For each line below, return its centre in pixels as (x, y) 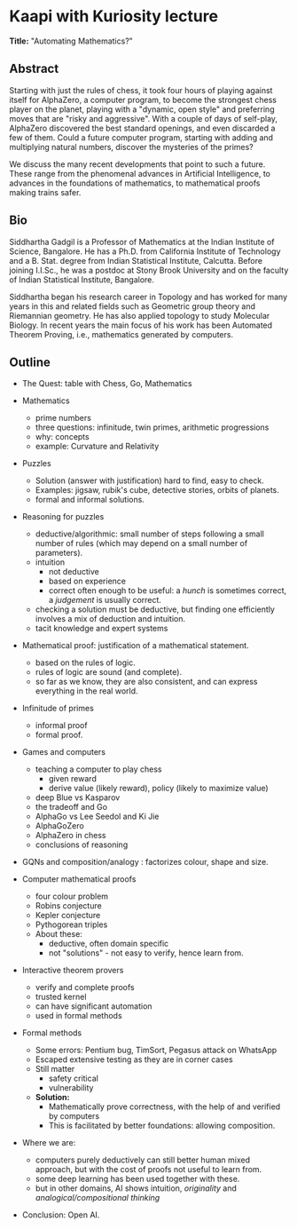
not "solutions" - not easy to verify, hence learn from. (146, 953)
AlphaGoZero (59, 826)
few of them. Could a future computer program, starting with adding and (141, 137)
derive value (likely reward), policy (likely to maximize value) (158, 789)
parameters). (59, 553)
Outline (30, 362)
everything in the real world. (87, 691)
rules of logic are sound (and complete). (109, 672)
